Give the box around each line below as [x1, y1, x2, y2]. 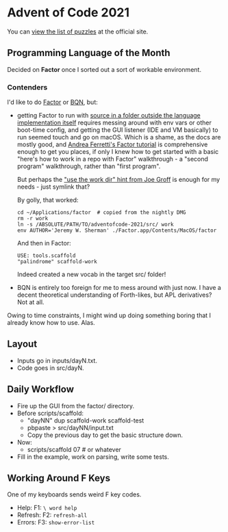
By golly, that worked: [16, 196, 79, 204]
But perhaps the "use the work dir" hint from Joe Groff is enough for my [16, 176, 220, 184]
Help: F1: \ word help [16, 504, 77, 512]
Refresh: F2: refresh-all [16, 511, 88, 519]
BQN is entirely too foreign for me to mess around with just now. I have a [16, 284, 221, 292]
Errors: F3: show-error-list [16, 518, 95, 527]
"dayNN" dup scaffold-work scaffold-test [27, 416, 144, 425]
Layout [7, 338, 38, 350]
